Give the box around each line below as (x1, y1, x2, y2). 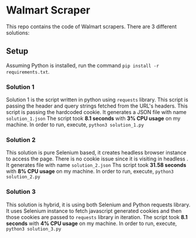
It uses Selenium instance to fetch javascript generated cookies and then (6, 207, 182, 214)
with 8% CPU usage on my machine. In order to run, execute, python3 (6, 168, 174, 175)
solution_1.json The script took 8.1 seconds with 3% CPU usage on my (6, 115, 181, 122)
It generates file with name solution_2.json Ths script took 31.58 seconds (6, 162, 187, 169)
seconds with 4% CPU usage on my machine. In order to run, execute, (6, 220, 177, 227)
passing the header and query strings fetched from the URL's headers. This (6, 102, 188, 109)
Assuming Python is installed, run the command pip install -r (6, 62, 159, 69)
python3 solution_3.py (6, 226, 61, 232)
